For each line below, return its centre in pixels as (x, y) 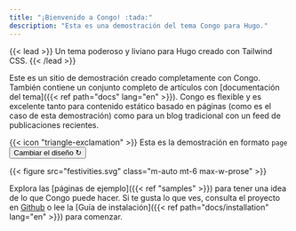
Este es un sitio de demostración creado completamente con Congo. (135, 77)
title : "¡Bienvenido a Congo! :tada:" (81, 17)
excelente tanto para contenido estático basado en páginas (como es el (140, 106)
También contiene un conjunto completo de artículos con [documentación (144, 87)
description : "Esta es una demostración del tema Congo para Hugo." (139, 26)
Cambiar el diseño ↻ (48, 152)
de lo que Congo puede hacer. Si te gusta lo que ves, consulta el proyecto (145, 197)
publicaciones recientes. (54, 124)
